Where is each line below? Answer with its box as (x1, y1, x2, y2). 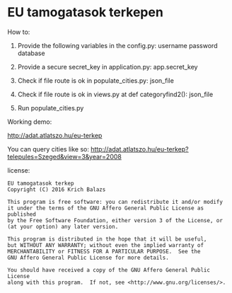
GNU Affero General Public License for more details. (7, 254, 170, 261)
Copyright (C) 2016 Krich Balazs (7, 185, 106, 193)
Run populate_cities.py (17, 103, 84, 112)
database (17, 49, 45, 57)
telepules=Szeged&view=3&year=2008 (7, 152, 122, 161)
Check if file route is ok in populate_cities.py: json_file (17, 76, 175, 85)
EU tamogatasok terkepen (7, 4, 164, 21)
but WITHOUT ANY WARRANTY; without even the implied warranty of (7, 241, 204, 248)
